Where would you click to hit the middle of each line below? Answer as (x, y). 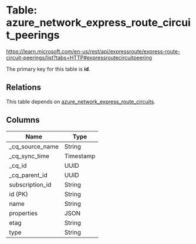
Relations (24, 88)
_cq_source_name (34, 146)
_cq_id (18, 165)
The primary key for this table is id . (48, 69)
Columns (23, 120)
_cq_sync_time (29, 156)
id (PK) (18, 194)
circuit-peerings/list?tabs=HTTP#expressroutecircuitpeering (79, 57)
